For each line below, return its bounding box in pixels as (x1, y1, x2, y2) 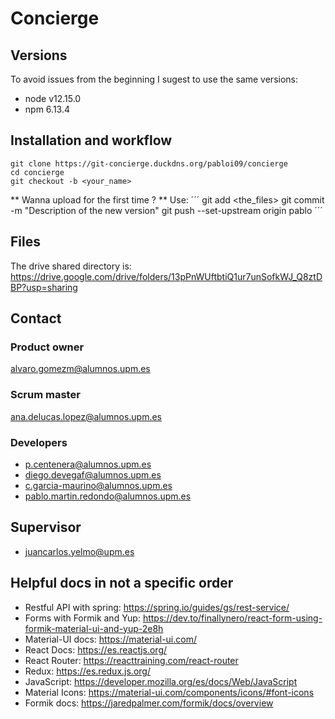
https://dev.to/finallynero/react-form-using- (142, 612, 323, 624)
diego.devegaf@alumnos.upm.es (24, 468, 162, 481)
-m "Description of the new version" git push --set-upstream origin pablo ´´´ (10, 204, 323, 216)
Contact (10, 310, 62, 327)
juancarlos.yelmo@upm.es (24, 545, 135, 557)
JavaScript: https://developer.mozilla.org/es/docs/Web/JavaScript (24, 675, 298, 687)
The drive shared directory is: (10, 260, 132, 272)
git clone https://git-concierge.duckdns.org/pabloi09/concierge (10, 158, 288, 169)
